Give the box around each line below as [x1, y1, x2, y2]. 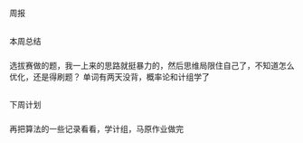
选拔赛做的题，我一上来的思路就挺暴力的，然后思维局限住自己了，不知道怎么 [9, 60, 295, 71]
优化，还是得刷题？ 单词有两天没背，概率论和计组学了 [9, 71, 210, 82]
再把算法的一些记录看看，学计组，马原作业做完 [9, 123, 184, 134]
